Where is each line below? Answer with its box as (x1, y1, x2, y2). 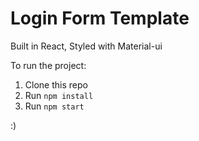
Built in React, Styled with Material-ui (10, 40, 163, 52)
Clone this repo (24, 78, 88, 91)
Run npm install (24, 89, 94, 101)
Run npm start (24, 100, 85, 112)
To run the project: (10, 59, 87, 71)
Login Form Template (10, 7, 190, 30)
